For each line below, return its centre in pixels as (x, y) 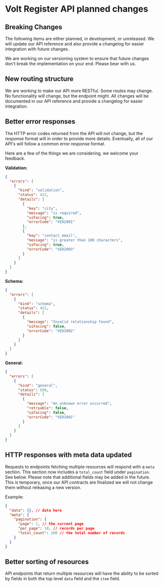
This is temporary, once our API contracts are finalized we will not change (79, 482)
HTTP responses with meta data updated (69, 455)
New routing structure (39, 79)
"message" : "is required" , (54, 213)
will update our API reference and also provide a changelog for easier (75, 44)
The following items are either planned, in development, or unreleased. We (80, 39)
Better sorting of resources (47, 562)
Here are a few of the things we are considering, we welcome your (72, 153)
